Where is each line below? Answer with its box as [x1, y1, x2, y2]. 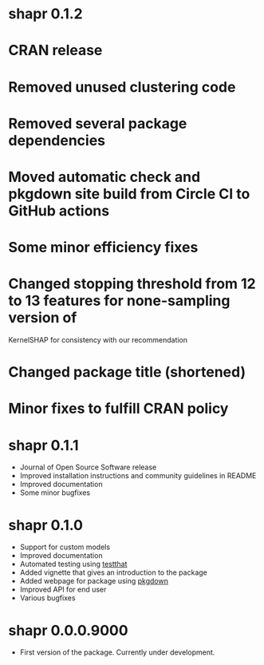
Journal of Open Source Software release [19, 462, 157, 472]
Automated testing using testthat [19, 560, 128, 569]
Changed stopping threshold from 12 [8, 275, 257, 293]
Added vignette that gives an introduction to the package [19, 568, 207, 577]
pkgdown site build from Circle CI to [8, 184, 250, 203]
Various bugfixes [19, 593, 76, 603]
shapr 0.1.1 [8, 436, 79, 454]
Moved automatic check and [8, 168, 201, 186]
